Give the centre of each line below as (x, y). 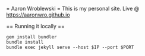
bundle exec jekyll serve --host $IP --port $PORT (70, 47)
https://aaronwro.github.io (38, 15)
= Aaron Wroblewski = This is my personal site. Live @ (73, 9)
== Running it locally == (36, 26)
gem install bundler (32, 37)
